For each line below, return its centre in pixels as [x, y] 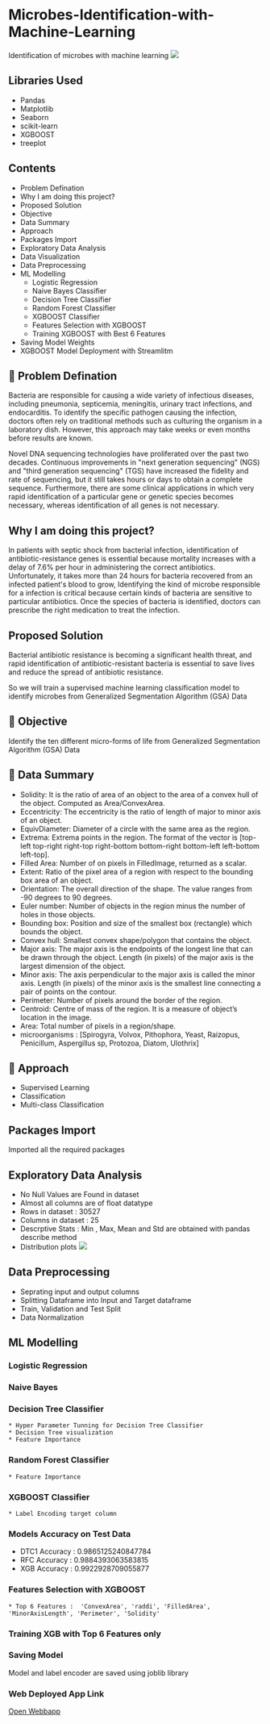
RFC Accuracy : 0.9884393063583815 [84, 1560]
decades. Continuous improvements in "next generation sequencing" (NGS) [134, 462]
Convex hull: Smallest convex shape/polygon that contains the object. [136, 940]
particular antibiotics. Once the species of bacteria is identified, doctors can [134, 602]
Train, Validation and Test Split [70, 1309]
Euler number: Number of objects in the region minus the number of [133, 906]
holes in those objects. [58, 914]
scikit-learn [39, 126]
